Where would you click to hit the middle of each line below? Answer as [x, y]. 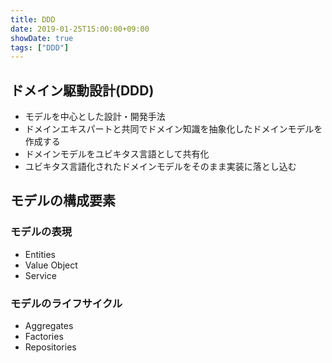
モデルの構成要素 [63, 201]
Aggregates [49, 326]
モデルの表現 [41, 232]
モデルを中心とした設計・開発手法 [95, 117]
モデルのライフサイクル [66, 303]
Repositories [50, 347]
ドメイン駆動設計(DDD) [82, 90]
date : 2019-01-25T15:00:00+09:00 [80, 29]
